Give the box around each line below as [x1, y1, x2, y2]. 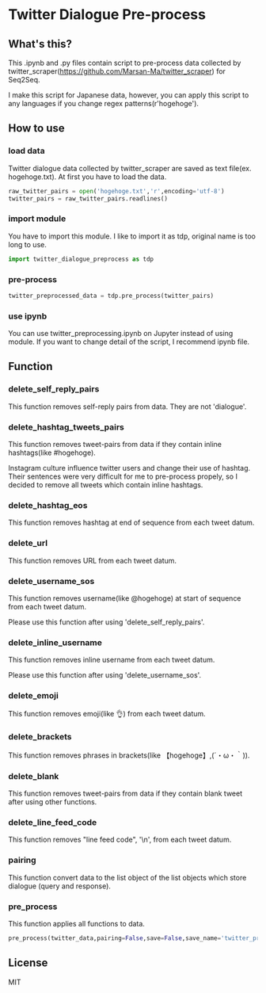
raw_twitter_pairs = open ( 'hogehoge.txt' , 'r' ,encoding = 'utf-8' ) [8, 187, 225, 195]
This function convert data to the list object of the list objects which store [8, 873, 247, 882]
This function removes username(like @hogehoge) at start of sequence [8, 593, 241, 603]
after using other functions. [8, 797, 97, 807]
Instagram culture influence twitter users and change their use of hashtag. [8, 464, 251, 473]
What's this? [8, 37, 73, 51]
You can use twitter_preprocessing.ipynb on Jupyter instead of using [8, 329, 234, 338]
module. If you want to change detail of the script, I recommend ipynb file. [8, 337, 250, 346]
